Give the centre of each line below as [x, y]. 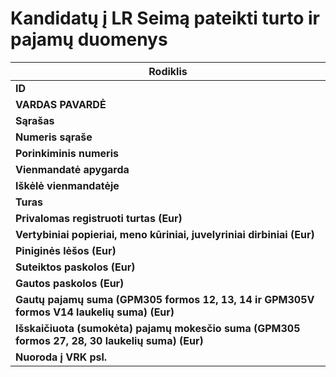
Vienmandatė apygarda [72, 169]
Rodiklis [168, 71]
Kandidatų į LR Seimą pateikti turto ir [165, 18]
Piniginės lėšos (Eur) [66, 250]
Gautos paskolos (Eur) [70, 283]
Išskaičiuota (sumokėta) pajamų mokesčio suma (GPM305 [158, 328]
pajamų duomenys [89, 39]
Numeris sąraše [54, 137]
